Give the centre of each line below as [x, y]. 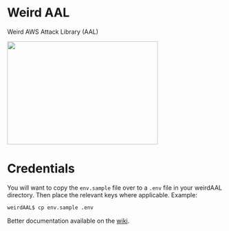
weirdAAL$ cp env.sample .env [51, 208]
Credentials [41, 169]
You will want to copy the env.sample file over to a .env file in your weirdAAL [115, 188]
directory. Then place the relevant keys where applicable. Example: [102, 195]
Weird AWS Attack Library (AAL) [53, 32]
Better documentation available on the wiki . [68, 221]
